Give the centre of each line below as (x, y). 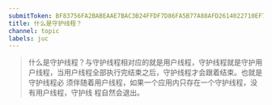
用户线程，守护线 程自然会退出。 (89, 93)
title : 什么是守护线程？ (45, 23)
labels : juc (28, 38)
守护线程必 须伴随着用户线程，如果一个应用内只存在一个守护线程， (139, 82)
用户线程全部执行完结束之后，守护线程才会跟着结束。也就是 (163, 73)
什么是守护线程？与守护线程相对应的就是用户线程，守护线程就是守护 (142, 62)
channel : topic (34, 31)
